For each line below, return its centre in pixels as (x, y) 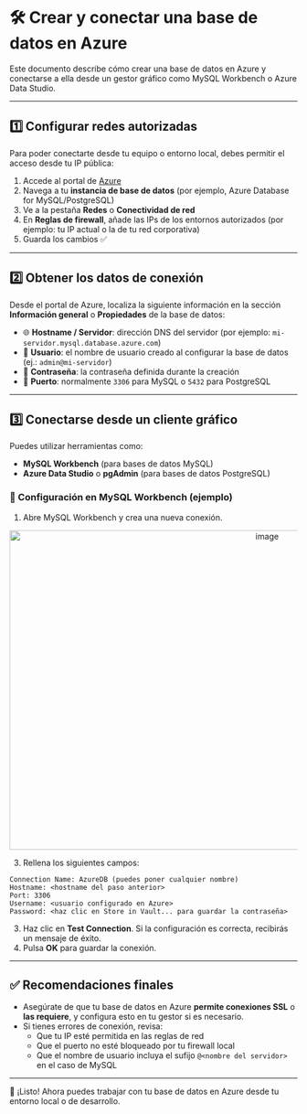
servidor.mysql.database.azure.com (90, 343)
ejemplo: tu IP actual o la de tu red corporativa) (111, 229)
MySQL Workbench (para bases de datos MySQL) (118, 464)
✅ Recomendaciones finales (91, 985)
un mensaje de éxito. (62, 937)
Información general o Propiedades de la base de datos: (117, 314)
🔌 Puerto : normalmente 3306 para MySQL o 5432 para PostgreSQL (147, 381)
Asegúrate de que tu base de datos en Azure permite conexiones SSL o (159, 1007)
